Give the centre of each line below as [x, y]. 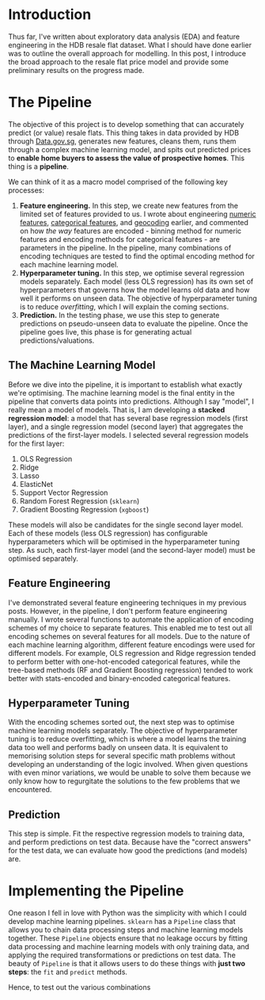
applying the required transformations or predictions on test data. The [122, 955]
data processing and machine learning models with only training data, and [129, 947]
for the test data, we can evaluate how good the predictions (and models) [128, 851]
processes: [26, 190]
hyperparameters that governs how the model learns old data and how [134, 289]
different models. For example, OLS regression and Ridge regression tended [132, 653]
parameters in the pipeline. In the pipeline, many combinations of [125, 247]
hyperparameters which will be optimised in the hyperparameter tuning [124, 542]
